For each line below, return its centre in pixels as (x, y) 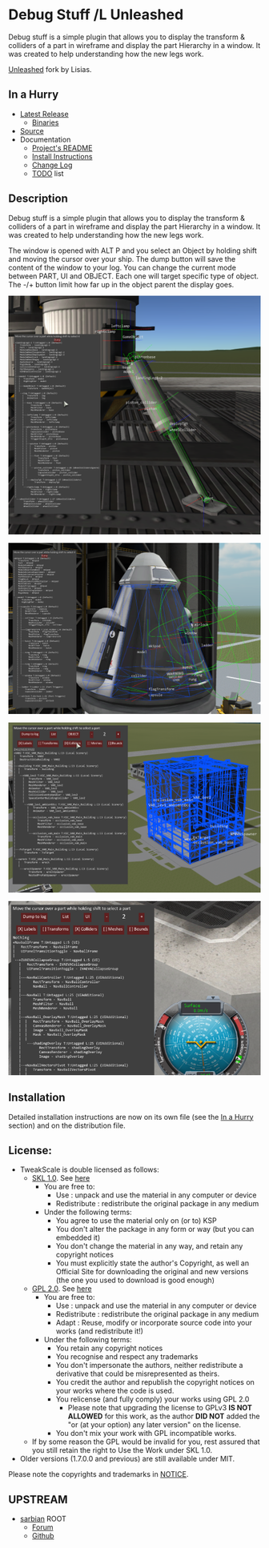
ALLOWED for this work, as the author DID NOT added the (164, 1416)
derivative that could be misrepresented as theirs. (138, 1374)
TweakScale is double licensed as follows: (89, 1169)
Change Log (52, 165)
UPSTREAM (38, 1500)
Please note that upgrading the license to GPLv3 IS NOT (160, 1408)
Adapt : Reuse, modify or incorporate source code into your (154, 1323)
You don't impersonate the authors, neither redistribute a (149, 1366)
